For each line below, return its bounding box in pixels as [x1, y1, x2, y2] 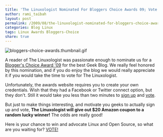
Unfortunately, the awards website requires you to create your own [5, 82, 139, 87]
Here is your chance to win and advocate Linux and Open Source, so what [5, 121, 154, 127]
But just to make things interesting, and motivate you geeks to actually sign [5, 102, 155, 107]
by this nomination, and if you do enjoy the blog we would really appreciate [5, 67, 155, 73]
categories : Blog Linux [5, 25, 53, 30]
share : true [5, 34, 29, 39]
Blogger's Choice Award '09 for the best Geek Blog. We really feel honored [5, 62, 155, 68]
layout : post [5, 16, 32, 21]
